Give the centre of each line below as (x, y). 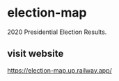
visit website (35, 54)
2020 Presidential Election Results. (57, 32)
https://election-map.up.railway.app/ (60, 70)
